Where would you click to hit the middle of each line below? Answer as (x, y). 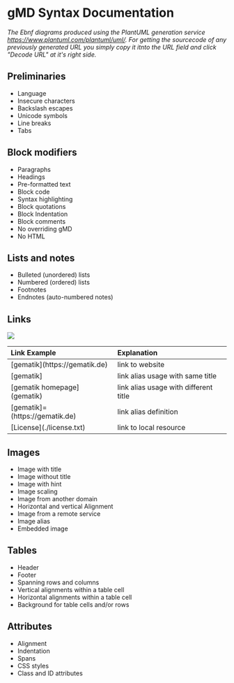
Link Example (33, 353)
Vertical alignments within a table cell (71, 589)
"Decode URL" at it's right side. (52, 55)
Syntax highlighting (45, 199)
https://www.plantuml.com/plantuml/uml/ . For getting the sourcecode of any (117, 39)
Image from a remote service (59, 514)
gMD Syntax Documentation (91, 13)
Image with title (39, 469)
